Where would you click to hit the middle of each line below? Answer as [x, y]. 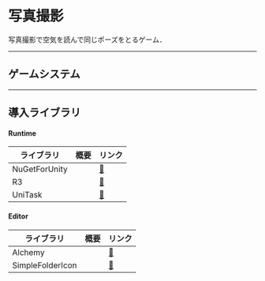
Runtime [22, 133]
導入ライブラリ [45, 112]
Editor [19, 216]
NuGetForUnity [40, 169]
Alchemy [28, 252]
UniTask [27, 195]
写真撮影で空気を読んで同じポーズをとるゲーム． [88, 39]
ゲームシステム [44, 75]
